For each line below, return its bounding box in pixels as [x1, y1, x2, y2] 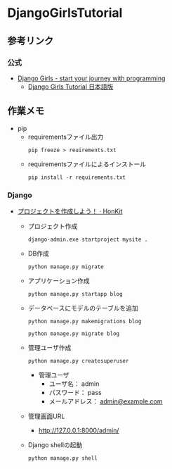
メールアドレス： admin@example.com [48, 396, 163, 406]
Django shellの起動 [27, 440, 83, 449]
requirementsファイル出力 [27, 132, 104, 141]
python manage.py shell [27, 454, 98, 462]
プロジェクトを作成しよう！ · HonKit [17, 206, 123, 215]
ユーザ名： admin [48, 379, 100, 388]
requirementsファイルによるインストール [27, 160, 147, 168]
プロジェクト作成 [27, 222, 78, 230]
